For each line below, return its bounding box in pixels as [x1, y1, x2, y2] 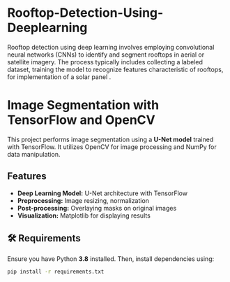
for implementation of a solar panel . [7, 72, 112, 81]
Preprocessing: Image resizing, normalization [17, 196, 150, 204]
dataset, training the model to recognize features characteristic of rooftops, [7, 65, 224, 73]
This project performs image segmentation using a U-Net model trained [7, 135, 214, 143]
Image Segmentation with [7, 97, 159, 113]
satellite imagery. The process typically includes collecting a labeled [7, 57, 204, 66]
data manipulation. [7, 150, 61, 158]
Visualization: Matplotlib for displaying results [17, 211, 151, 220]
